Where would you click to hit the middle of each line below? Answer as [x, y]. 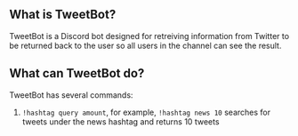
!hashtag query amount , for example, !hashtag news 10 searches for [146, 112]
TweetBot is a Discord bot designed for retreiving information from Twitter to [149, 36]
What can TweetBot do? [77, 73]
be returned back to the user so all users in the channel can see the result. [145, 45]
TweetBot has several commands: [71, 95]
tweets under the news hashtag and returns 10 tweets [121, 121]
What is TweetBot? [63, 15]
